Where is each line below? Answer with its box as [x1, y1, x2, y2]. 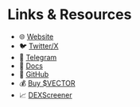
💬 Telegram [18, 52, 57, 62]
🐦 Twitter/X [18, 41, 59, 51]
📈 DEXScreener [18, 90, 72, 100]
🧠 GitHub [18, 69, 49, 78]
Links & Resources [7, 6, 132, 24]
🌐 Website [18, 32, 54, 41]
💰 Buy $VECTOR [18, 78, 76, 88]
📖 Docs [18, 61, 43, 71]
